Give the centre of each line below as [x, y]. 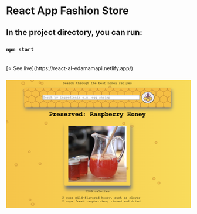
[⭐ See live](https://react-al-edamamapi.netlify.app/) [70, 68]
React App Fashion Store [67, 11]
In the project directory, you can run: [74, 32]
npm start [20, 49]
